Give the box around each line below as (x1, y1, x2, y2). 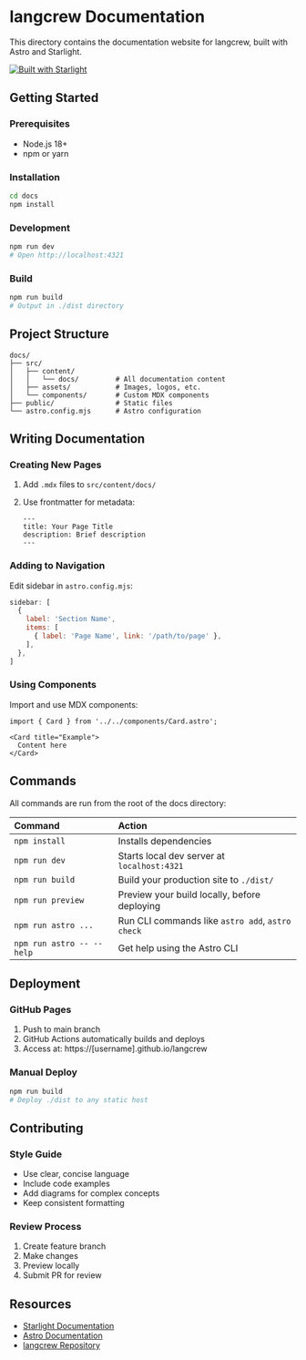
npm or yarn (22, 148, 69, 158)
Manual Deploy (9, 1066, 77, 1079)
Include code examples (22, 1178, 111, 1190)
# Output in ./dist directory (9, 301, 125, 311)
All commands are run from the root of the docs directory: (9, 797, 227, 808)
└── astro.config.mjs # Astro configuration (9, 406, 202, 415)
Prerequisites (9, 118, 70, 130)
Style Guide (9, 1148, 62, 1161)
